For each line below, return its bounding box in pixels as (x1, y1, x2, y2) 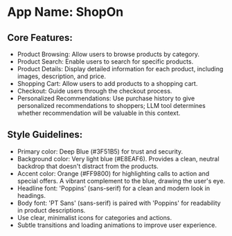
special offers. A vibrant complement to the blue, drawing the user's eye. (17, 176, 226, 185)
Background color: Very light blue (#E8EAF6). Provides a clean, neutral (17, 154, 220, 163)
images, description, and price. (17, 72, 106, 80)
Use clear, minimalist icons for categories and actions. (17, 213, 172, 221)
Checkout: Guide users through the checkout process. (17, 87, 172, 95)
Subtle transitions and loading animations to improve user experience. (17, 221, 217, 229)
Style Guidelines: (7, 129, 83, 140)
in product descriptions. (17, 206, 86, 215)
